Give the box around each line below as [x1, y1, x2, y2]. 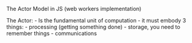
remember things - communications [6, 30, 97, 37]
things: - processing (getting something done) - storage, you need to [6, 24, 181, 30]
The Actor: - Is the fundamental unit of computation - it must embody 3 [6, 17, 186, 24]
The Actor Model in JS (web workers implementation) [6, 5, 142, 12]
